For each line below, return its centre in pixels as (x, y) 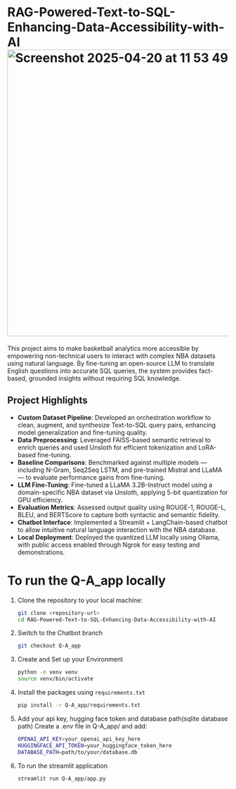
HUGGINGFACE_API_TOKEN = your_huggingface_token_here (94, 745)
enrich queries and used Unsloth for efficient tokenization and (107, 447)
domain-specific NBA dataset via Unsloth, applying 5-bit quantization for (123, 492)
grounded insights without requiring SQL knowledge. (105, 378)
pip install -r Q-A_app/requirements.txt (79, 705)
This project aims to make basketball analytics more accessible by (103, 348)
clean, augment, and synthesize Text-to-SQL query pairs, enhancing (117, 425)
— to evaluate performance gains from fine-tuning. (91, 477)
